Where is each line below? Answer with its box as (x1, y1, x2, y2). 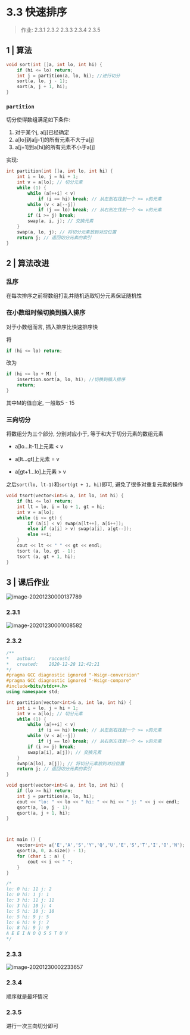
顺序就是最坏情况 (6, 993, 48, 1000)
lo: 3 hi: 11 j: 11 (6, 897, 55, 903)
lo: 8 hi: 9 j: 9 (6, 925, 49, 931)
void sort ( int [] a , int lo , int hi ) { (6, 61, 102, 67)
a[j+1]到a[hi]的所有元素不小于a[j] (14, 144, 95, 151)
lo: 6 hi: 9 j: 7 (6, 919, 49, 925)
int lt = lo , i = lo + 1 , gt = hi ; (17, 504, 105, 510)
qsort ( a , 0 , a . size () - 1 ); (17, 848, 86, 854)
